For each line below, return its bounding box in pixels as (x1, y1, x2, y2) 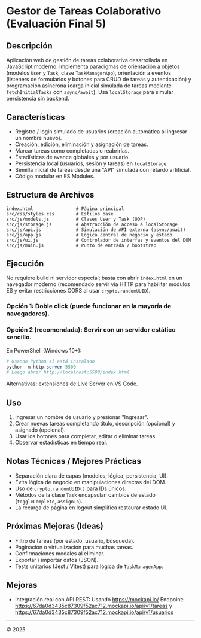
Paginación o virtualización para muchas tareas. (14, 543, 133, 551)
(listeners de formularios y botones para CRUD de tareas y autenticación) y (6, 76, 191, 83)
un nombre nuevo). (14, 134, 62, 141)
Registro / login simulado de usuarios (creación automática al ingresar (14, 127, 187, 135)
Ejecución (6, 259, 44, 269)
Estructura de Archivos (6, 190, 95, 200)
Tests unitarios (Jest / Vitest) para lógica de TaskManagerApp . (14, 563, 163, 570)
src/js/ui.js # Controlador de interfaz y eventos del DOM (6, 237, 191, 243)
